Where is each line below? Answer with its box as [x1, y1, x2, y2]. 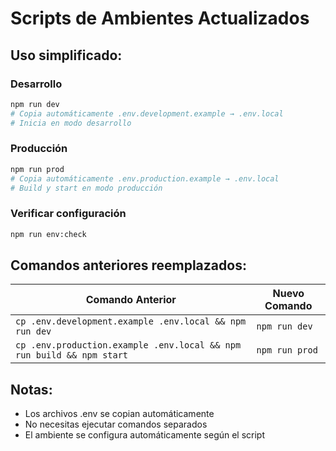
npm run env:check [10, 229, 87, 239]
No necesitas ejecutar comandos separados [24, 418, 208, 431]
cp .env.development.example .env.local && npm [15, 316, 247, 327]
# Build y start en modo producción [10, 183, 163, 193]
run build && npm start [15, 350, 129, 361]
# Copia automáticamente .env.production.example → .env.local [10, 173, 280, 184]
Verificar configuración [10, 207, 127, 221]
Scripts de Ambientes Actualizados [10, 7, 310, 30]
